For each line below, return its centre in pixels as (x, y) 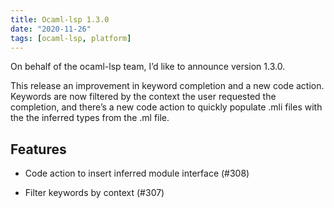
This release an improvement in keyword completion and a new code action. (167, 86)
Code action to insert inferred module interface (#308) (137, 173)
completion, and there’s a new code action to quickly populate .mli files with (166, 107)
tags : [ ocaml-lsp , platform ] (71, 38)
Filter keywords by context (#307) (94, 193)
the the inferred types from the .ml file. (90, 118)
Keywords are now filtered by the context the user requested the (143, 97)
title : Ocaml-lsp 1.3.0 (60, 19)
